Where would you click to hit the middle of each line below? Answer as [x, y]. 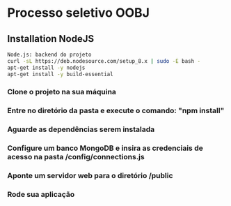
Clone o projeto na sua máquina [62, 92]
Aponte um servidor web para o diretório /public [90, 176]
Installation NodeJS [51, 39]
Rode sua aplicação [41, 195]
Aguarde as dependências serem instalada [81, 129]
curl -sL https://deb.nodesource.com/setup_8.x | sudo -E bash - [104, 61]
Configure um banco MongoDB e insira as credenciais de [105, 148]
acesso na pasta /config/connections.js [76, 157]
